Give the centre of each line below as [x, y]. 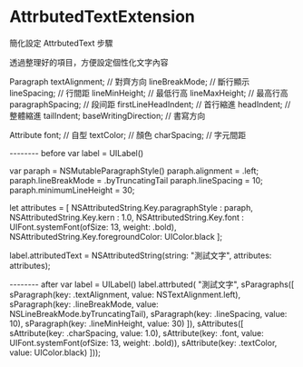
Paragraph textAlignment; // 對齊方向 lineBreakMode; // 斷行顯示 [130, 81]
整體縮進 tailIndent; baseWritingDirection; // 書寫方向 [108, 115]
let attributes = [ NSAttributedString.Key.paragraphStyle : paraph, [132, 207]
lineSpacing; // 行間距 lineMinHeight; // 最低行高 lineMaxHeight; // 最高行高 [149, 93]
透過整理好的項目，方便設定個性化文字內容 [89, 62]
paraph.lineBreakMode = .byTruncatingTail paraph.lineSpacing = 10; [136, 180]
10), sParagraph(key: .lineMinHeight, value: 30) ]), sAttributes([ [127, 323]
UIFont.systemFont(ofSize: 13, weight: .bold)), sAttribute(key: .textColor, [143, 342]
